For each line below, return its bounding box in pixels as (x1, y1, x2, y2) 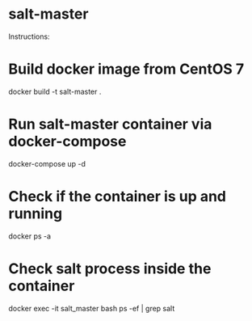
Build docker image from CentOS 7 (8, 60, 245, 78)
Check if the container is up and (8, 188, 227, 205)
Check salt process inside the (8, 260, 212, 277)
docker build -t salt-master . (8, 87, 102, 96)
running (8, 205, 63, 222)
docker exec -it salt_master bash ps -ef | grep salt (8, 303, 175, 313)
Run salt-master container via (8, 115, 212, 133)
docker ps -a (8, 231, 51, 241)
